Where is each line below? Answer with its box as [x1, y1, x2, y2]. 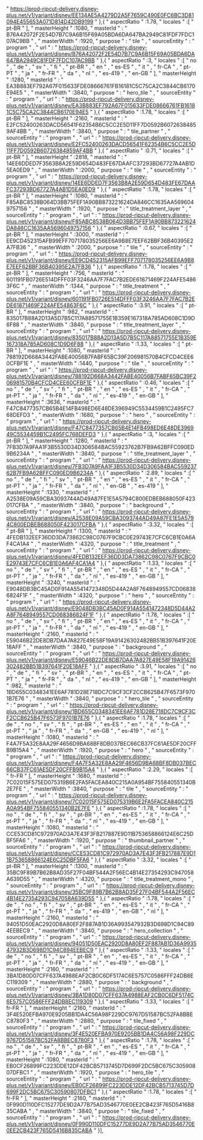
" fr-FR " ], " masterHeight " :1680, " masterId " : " [6, 772, 130, 779]
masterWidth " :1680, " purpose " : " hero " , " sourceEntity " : [42, 411, 195, 418]
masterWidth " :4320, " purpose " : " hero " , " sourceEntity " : [40, 592, 195, 599]
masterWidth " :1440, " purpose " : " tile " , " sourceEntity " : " [40, 360, 195, 366]
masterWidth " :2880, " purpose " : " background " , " [40, 979, 173, 985]
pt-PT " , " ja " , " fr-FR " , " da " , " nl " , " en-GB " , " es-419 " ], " [6, 482, 169, 489]
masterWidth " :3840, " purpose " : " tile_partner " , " [39, 127, 170, 135]
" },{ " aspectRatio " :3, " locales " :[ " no [96, 57, 197, 64]
